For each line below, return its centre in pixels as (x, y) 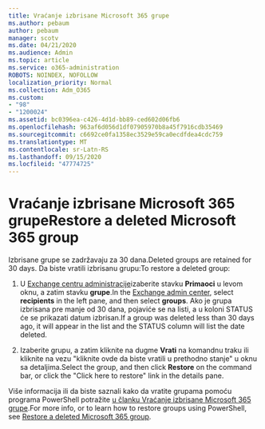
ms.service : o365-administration (64, 68)
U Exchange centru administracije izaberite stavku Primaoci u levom (131, 284)
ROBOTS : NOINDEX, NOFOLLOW (53, 75)
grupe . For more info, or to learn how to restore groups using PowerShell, (128, 408)
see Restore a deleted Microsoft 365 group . (80, 417)
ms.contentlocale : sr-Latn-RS (59, 149)
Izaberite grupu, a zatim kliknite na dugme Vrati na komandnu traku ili (134, 350)
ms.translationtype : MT (48, 142)
